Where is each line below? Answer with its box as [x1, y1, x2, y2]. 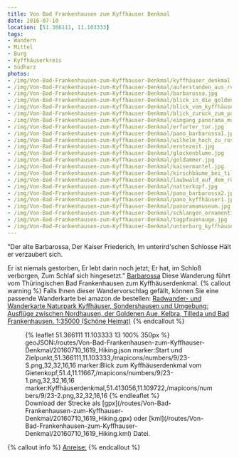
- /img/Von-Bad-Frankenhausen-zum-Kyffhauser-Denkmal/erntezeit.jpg [7, 143, 215, 151]
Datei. [132, 429, 151, 437]
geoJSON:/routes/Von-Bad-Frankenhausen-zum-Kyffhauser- [25, 338, 205, 347]
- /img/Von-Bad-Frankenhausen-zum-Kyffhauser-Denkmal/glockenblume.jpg [7, 150, 224, 157]
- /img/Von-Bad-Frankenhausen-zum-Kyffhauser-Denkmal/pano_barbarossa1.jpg [7, 130, 237, 137]
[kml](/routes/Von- [149, 414, 204, 422]
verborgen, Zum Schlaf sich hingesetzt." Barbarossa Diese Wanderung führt [7, 271, 230, 280]
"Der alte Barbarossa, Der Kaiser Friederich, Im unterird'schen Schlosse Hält [7, 242, 231, 250]
